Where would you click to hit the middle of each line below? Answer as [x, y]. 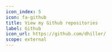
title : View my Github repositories [52, 23]
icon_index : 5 [24, 12]
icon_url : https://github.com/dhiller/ [56, 34]
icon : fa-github [26, 17]
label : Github [24, 28]
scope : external [26, 39]
